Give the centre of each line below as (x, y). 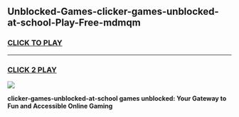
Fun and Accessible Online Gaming (60, 106)
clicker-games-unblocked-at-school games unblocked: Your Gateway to (117, 98)
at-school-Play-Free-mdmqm (74, 23)
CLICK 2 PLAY (32, 69)
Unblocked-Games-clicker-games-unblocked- (113, 12)
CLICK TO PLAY (35, 43)
